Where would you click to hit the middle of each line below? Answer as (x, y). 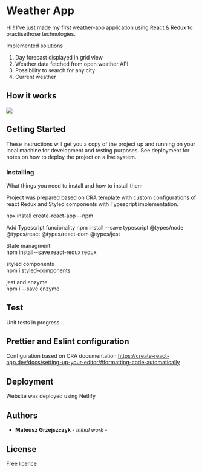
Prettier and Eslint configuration (68, 342)
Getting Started (36, 129)
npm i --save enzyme (33, 289)
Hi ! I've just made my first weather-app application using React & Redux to (99, 27)
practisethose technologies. (41, 33)
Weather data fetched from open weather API (72, 64)
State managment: (29, 245)
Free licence (22, 463)
